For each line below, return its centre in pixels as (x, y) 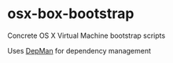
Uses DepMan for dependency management (79, 50)
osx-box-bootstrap (71, 14)
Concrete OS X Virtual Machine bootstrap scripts (86, 35)
